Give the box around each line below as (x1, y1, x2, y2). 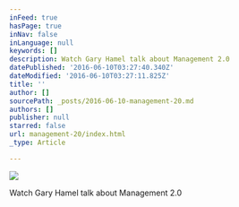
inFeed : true (9, 13, 58, 22)
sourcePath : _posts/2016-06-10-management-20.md (9, 96, 194, 106)
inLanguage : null (9, 38, 74, 47)
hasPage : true (9, 22, 63, 30)
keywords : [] (9, 47, 58, 56)
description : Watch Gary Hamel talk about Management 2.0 (9, 55, 230, 64)
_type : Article (9, 138, 66, 147)
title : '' (9, 80, 47, 89)
